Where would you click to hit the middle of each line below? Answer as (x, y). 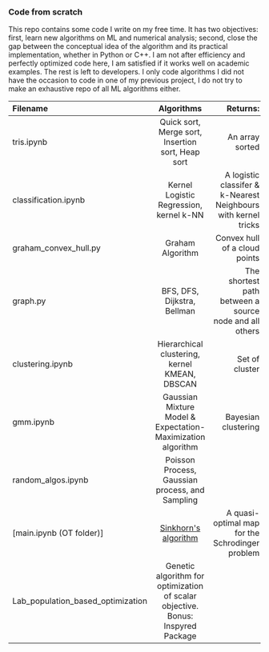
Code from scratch (46, 12)
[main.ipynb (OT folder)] (58, 533)
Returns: (243, 109)
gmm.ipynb (33, 422)
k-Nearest (240, 195)
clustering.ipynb (43, 364)
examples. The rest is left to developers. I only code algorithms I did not (126, 72)
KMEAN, (180, 374)
